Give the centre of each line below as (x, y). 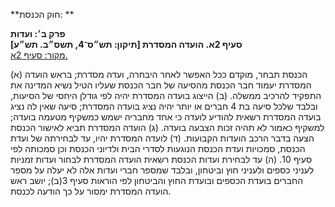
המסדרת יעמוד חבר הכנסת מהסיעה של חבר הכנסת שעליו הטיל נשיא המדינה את (161, 85)
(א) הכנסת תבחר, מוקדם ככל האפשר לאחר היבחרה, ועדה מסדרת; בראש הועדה (159, 74)
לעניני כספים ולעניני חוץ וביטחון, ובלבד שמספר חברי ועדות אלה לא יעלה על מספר (162, 170)
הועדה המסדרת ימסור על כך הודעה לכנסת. (91, 191)
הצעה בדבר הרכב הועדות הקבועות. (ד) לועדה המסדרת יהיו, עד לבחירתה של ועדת (162, 138)
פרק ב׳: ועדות (38, 33)
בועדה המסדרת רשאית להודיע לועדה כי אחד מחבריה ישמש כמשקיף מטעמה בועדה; (166, 117)
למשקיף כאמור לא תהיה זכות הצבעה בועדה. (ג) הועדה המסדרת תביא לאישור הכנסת (167, 127)
